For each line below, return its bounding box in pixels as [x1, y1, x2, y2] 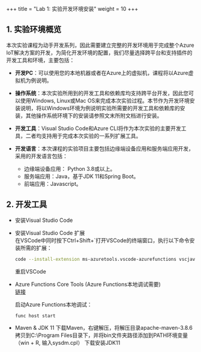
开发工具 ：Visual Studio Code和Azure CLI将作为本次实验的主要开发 [14, 125, 181, 132]
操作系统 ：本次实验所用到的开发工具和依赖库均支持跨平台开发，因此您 [14, 89, 189, 97]
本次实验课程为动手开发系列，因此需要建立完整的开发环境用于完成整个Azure [6, 41, 194, 49]
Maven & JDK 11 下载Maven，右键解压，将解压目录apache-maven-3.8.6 [14, 324, 193, 331]
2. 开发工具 [6, 200, 47, 210]
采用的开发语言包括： [14, 152, 68, 160]
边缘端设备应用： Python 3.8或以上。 [23, 165, 116, 172]
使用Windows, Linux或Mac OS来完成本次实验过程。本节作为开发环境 [20, 97, 190, 104]
